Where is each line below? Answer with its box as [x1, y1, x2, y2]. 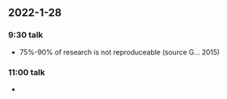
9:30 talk [8, 30, 44, 41]
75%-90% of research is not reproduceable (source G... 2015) [19, 47, 221, 57]
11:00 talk [8, 66, 45, 77]
